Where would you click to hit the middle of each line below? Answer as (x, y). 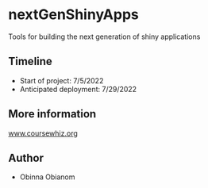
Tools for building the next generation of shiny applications (104, 36)
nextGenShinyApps (73, 15)
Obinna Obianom (47, 177)
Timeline (31, 61)
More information (52, 114)
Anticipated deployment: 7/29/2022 (78, 89)
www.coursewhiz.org (43, 133)
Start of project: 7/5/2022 (62, 80)
